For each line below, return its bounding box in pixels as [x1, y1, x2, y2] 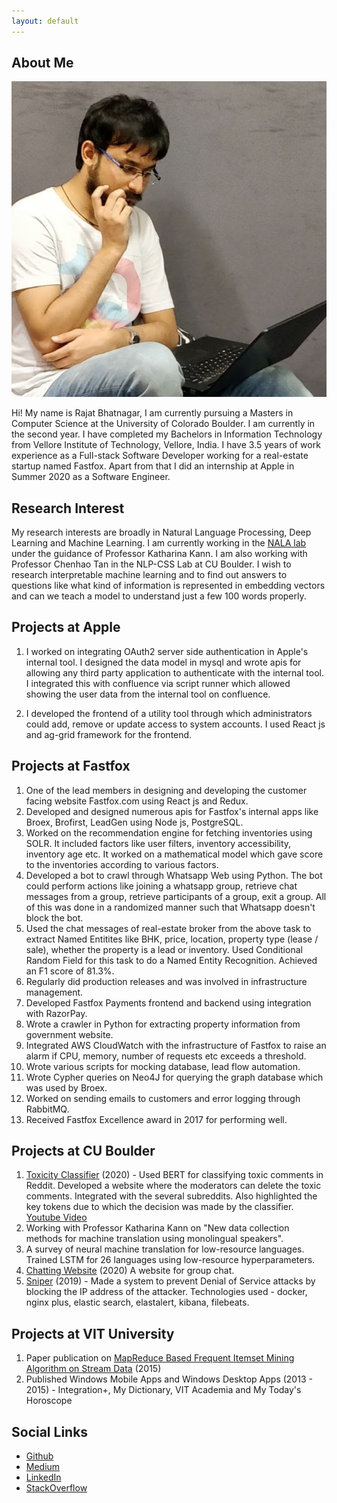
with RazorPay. [25, 1007, 88, 1019]
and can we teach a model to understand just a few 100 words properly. [11, 590, 307, 602]
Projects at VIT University [11, 1325, 175, 1342]
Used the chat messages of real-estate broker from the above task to [25, 922, 312, 934]
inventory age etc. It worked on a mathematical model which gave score [25, 848, 324, 860]
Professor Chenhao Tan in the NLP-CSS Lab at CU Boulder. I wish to [11, 558, 292, 570]
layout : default [11, 16, 79, 26]
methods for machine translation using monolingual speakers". [25, 1233, 284, 1245]
